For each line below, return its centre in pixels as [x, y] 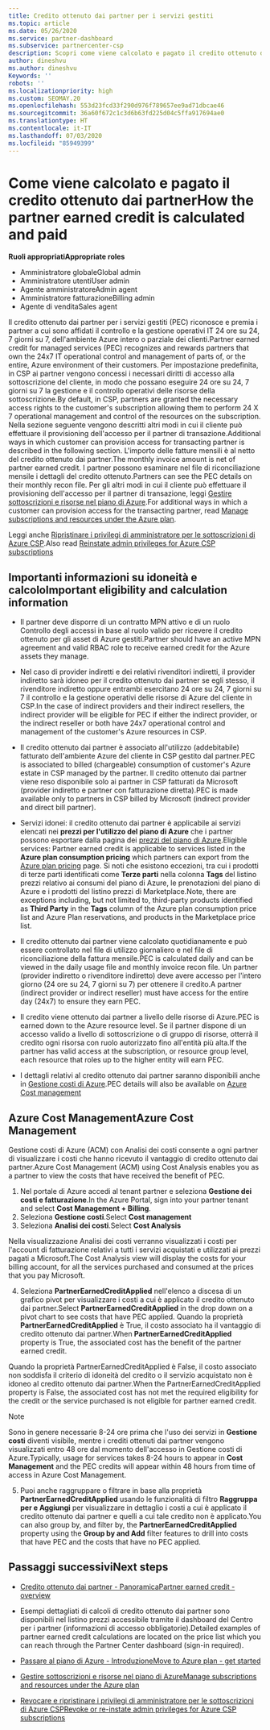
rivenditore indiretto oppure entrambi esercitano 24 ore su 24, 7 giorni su [141, 689]
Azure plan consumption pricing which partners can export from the [135, 857]
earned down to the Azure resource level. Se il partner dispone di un [133, 1025]
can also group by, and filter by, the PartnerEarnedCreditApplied [128, 1525]
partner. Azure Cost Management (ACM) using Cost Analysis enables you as [134, 1167]
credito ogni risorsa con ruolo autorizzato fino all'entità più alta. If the [133, 1043]
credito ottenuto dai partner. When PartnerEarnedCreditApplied [126, 1334]
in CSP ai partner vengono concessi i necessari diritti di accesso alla [121, 374]
